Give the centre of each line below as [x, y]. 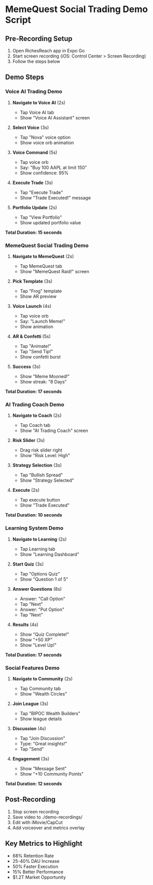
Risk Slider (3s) [29, 440]
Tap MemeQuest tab [41, 266]
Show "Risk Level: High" [45, 456]
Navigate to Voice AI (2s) [39, 102]
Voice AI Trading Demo [34, 92]
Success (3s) [27, 366]
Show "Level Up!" [38, 645]
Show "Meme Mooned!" [45, 376]
